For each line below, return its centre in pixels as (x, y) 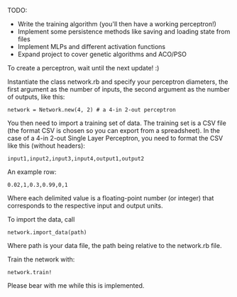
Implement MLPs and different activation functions (91, 47)
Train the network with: (41, 259)
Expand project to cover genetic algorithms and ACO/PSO (102, 54)
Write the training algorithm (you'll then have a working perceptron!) (117, 24)
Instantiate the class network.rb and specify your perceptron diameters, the (118, 82)
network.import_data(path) (47, 232)
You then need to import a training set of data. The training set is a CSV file (117, 123)
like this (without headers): (46, 146)
